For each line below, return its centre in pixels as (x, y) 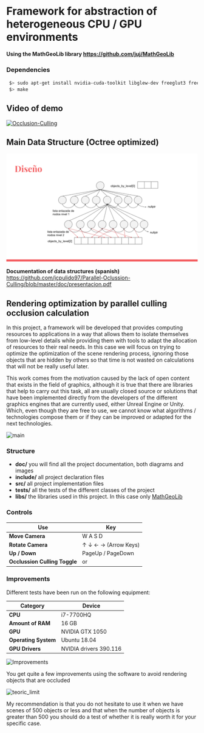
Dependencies (28, 69)
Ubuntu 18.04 (79, 640)
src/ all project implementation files (59, 484)
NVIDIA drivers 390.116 (91, 648)
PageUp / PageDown (108, 553)
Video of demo (35, 109)
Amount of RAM (29, 623)
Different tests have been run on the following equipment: (78, 592)
